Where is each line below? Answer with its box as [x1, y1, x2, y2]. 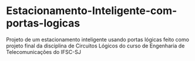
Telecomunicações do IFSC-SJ [6, 48, 81, 55]
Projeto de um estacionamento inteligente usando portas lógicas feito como [6, 36, 190, 43]
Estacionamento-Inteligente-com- [6, 4, 177, 18]
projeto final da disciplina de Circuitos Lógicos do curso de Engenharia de [6, 42, 185, 49]
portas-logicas [6, 16, 80, 30]
